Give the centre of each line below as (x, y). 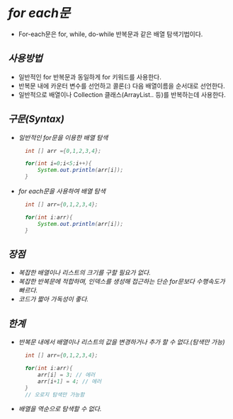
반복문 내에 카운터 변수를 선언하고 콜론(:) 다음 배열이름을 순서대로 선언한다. (121, 86)
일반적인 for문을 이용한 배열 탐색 (63, 137)
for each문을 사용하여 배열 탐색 (62, 191)
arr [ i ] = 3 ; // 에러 (66, 374)
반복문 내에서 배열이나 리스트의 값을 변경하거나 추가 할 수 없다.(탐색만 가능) (121, 342)
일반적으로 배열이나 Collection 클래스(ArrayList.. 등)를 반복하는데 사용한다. (122, 94)
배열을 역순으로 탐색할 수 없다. (60, 409)
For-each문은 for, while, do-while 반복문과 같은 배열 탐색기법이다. (110, 34)
